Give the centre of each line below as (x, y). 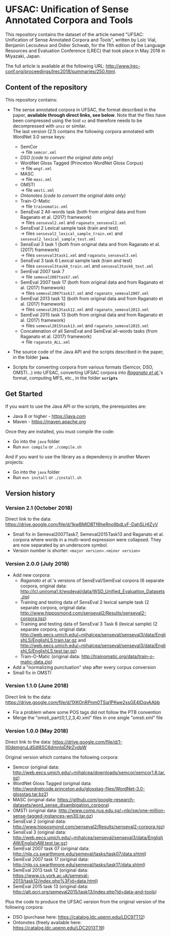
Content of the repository (46, 88)
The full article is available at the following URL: (55, 66)
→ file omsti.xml (37, 190)
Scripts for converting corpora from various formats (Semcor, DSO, (83, 367)
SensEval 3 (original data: (39, 832)
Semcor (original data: (36, 767)
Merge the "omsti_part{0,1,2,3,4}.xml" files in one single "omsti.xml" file (88, 718)
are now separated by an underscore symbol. (60, 545)
